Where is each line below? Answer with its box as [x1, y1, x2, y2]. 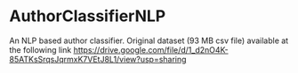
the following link [9, 44, 72, 55]
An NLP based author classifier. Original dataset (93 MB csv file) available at [9, 35, 289, 46]
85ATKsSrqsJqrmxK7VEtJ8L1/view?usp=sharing [9, 54, 187, 64]
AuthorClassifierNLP [9, 6, 166, 26]
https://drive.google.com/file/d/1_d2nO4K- [73, 44, 229, 55]
